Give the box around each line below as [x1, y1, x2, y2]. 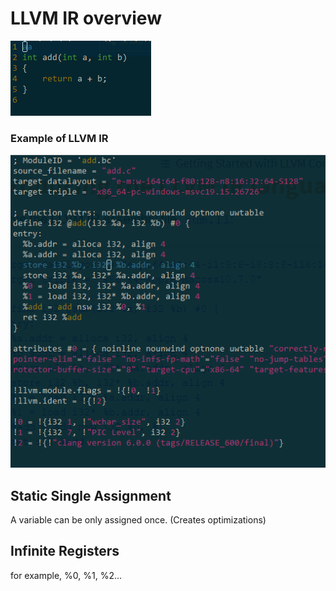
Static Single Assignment [10, 487, 172, 504]
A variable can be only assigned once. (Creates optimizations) [10, 514, 267, 526]
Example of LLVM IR [10, 131, 109, 145]
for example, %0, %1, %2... [10, 569, 123, 581]
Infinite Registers [10, 543, 120, 560]
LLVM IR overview [10, 7, 162, 30]
